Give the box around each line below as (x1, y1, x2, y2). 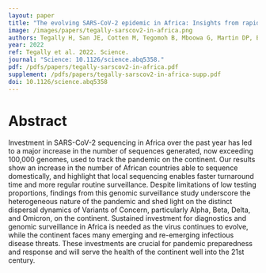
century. (8, 256, 36, 265)
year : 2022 (8, 41, 44, 49)
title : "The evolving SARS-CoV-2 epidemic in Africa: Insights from (8, 19, 239, 27)
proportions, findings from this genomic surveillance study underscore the (8, 188, 251, 198)
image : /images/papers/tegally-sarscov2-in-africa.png (8, 26, 193, 34)
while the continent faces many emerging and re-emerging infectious (8, 230, 234, 240)
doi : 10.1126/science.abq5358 (8, 78, 108, 85)
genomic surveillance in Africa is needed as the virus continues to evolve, (8, 222, 249, 232)
